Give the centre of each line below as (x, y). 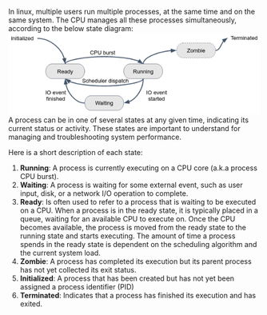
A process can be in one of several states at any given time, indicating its (129, 120)
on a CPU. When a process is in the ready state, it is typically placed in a (139, 210)
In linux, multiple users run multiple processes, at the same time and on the (132, 12)
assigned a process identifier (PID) (77, 286)
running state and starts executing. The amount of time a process (128, 236)
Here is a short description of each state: (76, 152)
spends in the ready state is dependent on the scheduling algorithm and (138, 244)
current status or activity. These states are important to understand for (125, 128)
